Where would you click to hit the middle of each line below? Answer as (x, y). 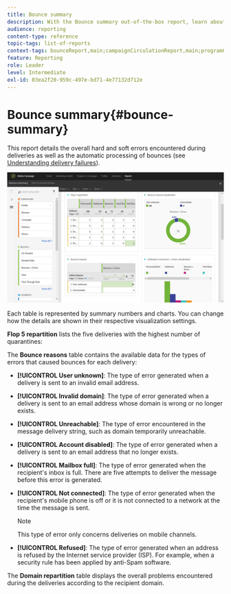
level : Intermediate (37, 72)
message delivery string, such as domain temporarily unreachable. (111, 431)
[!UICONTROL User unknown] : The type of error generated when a (113, 375)
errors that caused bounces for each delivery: (72, 362)
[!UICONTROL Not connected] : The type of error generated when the (116, 493)
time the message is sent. (53, 507)
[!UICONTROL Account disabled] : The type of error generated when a (117, 444)
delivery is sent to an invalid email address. (78, 382)
